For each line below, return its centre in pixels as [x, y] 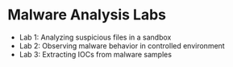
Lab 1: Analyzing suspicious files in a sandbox [95, 37]
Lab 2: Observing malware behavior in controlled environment [122, 45]
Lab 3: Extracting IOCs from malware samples [96, 54]
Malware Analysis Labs [87, 15]
